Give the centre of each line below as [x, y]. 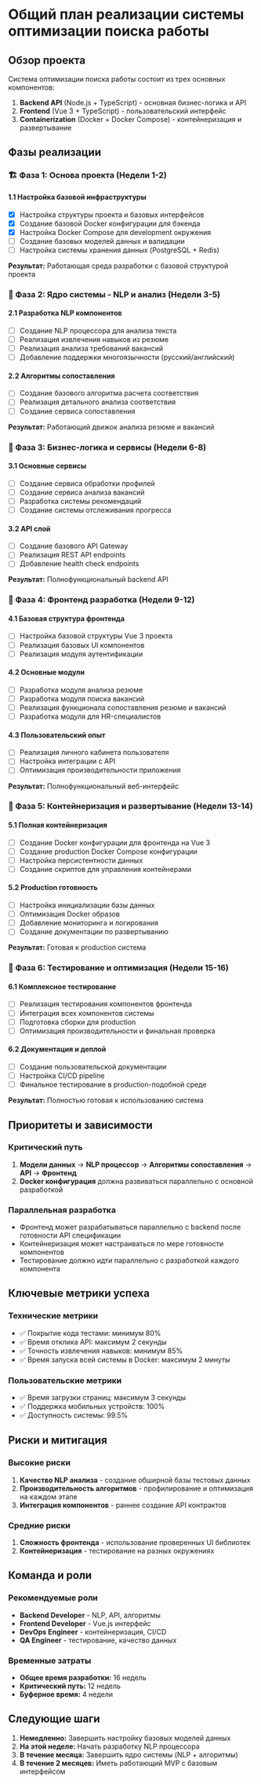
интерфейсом [42, 1771]
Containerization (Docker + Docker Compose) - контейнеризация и [130, 119]
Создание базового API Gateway [74, 546]
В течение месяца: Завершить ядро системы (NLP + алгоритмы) [129, 1754]
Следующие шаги [54, 1719]
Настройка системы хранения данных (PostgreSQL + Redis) [119, 250]
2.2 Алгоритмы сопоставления [62, 376]
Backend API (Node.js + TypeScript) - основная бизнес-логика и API [133, 103]
